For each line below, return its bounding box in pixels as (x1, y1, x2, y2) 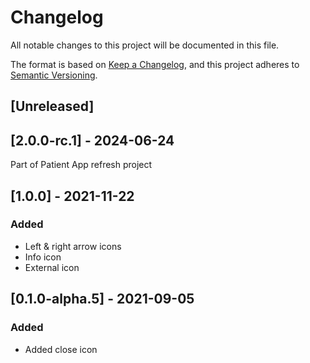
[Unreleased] (10, 98, 95, 115)
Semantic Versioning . (10, 69, 98, 81)
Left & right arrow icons (24, 240, 122, 252)
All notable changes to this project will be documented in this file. (10, 39, 280, 51)
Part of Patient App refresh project (10, 159, 153, 171)
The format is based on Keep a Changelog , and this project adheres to (10, 58, 300, 70)
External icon (24, 261, 80, 273)
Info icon (24, 251, 62, 263)
